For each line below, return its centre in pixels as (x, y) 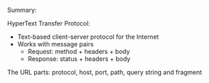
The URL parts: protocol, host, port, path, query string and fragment (104, 72)
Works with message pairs (55, 44)
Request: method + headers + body (79, 52)
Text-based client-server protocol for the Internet (88, 37)
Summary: (22, 10)
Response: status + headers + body (79, 59)
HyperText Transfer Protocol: (49, 23)
